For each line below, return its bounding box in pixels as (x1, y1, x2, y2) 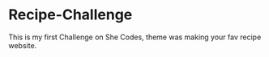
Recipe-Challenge (8, 6, 133, 24)
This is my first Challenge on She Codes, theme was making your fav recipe (8, 32, 262, 42)
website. (8, 40, 37, 50)
